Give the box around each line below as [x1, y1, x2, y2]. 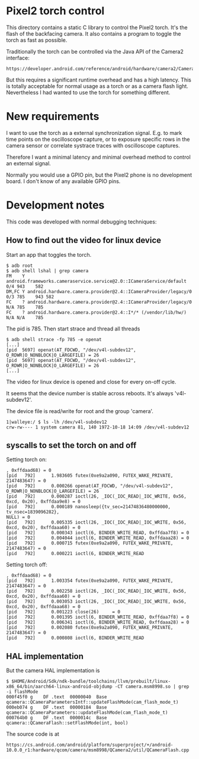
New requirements [6, 110, 99, 123]
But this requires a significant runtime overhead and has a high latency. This [6, 76, 191, 83]
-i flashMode [6, 689, 38, 695]
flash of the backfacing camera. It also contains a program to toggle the [6, 30, 181, 37]
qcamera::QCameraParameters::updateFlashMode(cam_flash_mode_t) [6, 710, 168, 716]
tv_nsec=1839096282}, [6, 509, 60, 515]
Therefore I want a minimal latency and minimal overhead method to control [6, 153, 191, 160]
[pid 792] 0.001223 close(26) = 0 [6, 609, 120, 615]
